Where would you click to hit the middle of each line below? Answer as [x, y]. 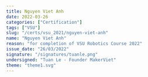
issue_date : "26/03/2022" [37, 49]
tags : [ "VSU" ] [23, 27]
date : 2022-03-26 [27, 17]
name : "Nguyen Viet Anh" [36, 38]
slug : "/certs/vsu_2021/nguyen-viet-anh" [57, 33]
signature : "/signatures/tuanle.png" [52, 54]
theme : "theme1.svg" [31, 65]
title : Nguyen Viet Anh [35, 11]
